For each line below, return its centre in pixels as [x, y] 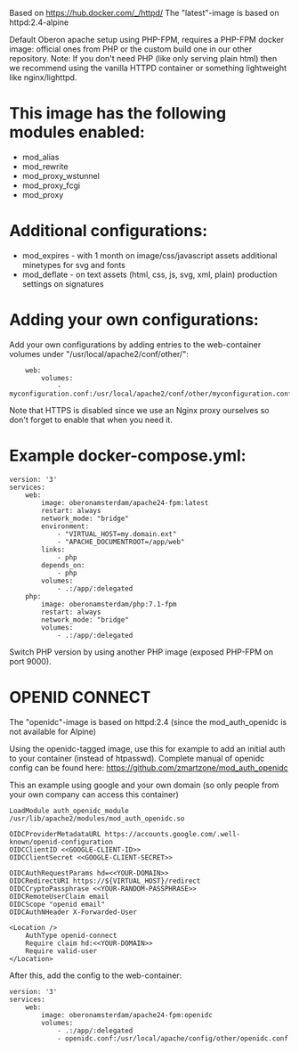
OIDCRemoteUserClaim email [59, 896]
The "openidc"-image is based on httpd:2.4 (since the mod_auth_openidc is [148, 722]
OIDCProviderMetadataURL [55, 834]
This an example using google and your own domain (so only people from [144, 785]
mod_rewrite [45, 166]
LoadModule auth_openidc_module [69, 811]
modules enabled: [77, 132]
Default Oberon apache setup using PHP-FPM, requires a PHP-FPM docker [147, 40]
